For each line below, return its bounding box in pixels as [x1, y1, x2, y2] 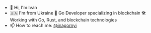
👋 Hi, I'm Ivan [9, 5, 37, 10]
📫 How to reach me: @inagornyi [9, 22, 77, 28]
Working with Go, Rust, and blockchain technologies [9, 17, 117, 23]
